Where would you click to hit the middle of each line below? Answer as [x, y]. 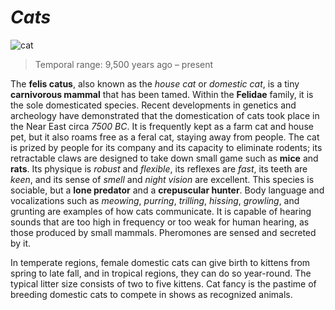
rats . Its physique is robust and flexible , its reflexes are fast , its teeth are [159, 168]
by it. [21, 243]
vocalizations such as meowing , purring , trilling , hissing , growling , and [155, 200]
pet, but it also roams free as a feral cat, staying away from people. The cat [165, 137]
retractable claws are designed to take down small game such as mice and [164, 158]
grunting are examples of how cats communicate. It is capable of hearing [161, 211]
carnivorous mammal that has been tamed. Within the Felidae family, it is [162, 94]
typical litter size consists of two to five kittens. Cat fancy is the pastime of [163, 283]
